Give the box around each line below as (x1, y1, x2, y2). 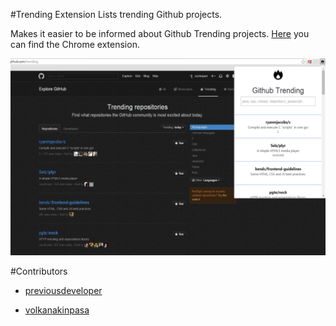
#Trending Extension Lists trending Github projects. (10, 9, 223, 20)
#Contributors (10, 265, 68, 277)
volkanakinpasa (24, 304, 90, 316)
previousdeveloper (24, 285, 103, 296)
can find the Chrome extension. (10, 39, 140, 50)
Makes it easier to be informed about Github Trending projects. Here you (10, 28, 310, 39)
